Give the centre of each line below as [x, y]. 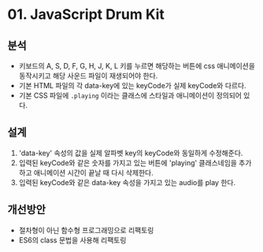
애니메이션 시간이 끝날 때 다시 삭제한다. [94, 172]
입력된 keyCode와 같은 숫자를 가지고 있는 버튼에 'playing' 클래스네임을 [128, 162]
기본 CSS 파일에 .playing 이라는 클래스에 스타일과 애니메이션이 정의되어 [130, 95]
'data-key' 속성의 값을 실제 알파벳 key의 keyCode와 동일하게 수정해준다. [131, 153]
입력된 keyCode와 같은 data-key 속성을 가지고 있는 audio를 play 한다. [127, 182]
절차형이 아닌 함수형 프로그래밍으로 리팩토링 [86, 230]
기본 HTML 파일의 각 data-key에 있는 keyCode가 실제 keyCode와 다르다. [132, 85]
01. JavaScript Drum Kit [86, 15]
